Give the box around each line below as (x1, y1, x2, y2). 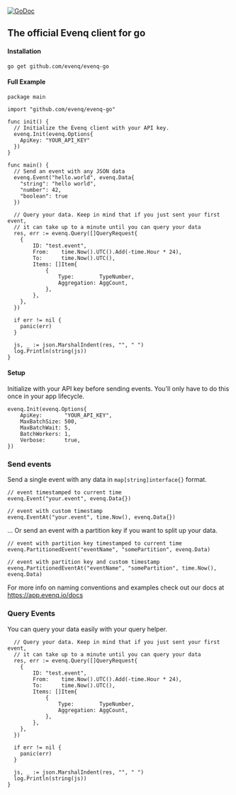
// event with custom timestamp (7, 507, 103, 515)
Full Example (7, 78, 46, 86)
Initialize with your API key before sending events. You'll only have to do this (7, 385, 230, 393)
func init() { (7, 118, 50, 125)
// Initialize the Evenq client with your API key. (13, 124, 170, 131)
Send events (7, 459, 52, 469)
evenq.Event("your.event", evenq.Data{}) (7, 495, 132, 502)
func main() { (7, 162, 50, 169)
